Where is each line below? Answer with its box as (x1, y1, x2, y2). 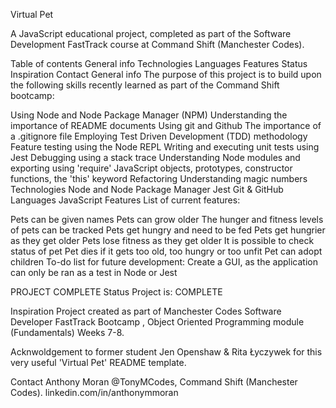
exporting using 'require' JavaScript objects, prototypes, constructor (10, 162, 293, 174)
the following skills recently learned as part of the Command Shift (10, 79, 280, 91)
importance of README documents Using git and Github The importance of (10, 120, 322, 131)
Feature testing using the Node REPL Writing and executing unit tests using (10, 141, 320, 153)
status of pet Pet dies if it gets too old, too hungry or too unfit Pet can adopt (10, 245, 323, 257)
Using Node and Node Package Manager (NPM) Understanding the (10, 109, 288, 121)
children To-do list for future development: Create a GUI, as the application (10, 256, 318, 268)
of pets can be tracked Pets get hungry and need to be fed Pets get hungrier (10, 224, 326, 236)
